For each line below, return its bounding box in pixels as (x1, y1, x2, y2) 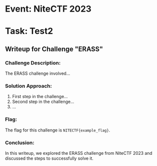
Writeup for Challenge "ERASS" (5, 45, 104, 53)
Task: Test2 (5, 26, 53, 37)
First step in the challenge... (12, 94, 68, 100)
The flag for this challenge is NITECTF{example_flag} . (5, 127, 110, 133)
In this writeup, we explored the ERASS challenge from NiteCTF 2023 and (5, 150, 153, 156)
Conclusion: (5, 139, 35, 146)
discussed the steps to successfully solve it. (5, 155, 94, 161)
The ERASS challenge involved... (5, 70, 70, 76)
